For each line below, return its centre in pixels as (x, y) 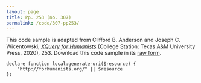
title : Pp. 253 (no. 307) (39, 17)
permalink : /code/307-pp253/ (43, 23)
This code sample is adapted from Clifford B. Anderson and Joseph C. (94, 40)
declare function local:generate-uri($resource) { (71, 64)
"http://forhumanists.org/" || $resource (70, 69)
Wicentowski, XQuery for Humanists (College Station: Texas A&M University (101, 46)
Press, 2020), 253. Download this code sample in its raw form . (84, 53)
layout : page (23, 12)
